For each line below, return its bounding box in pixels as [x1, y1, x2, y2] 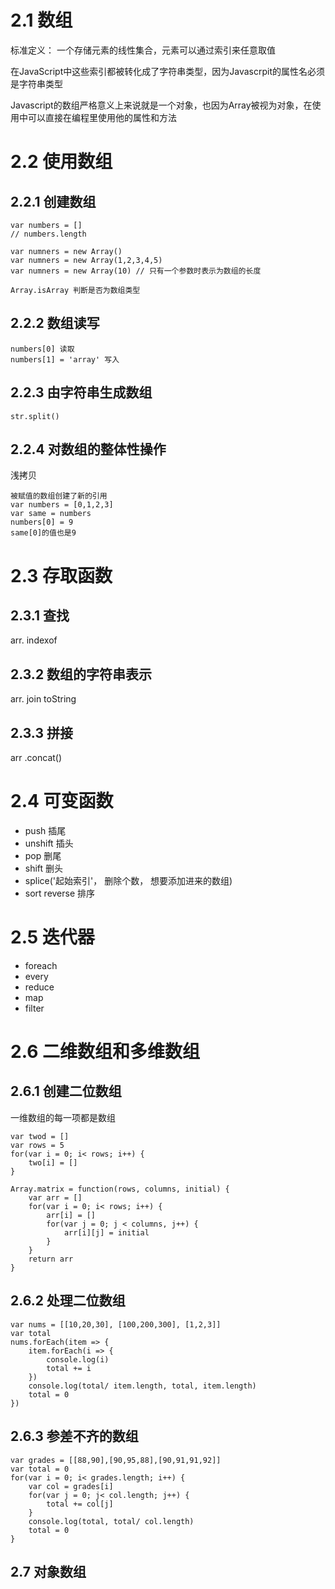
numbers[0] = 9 [10, 517, 74, 528]
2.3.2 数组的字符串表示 [10, 666, 153, 683]
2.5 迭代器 [10, 926, 95, 949]
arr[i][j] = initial [63, 1227, 150, 1238]
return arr [28, 1254, 74, 1264]
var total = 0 [10, 1464, 70, 1474]
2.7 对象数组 [10, 1563, 87, 1580]
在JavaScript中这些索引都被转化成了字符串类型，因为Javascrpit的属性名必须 [10, 65, 325, 77]
